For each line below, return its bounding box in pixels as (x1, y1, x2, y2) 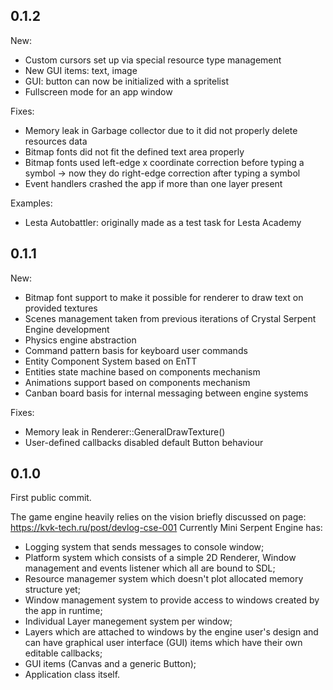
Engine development (24, 323, 110, 335)
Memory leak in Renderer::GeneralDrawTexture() (24, 425, 226, 438)
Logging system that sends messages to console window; (24, 541, 265, 553)
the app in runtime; (24, 605, 103, 617)
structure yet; (24, 584, 81, 596)
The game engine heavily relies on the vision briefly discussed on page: (10, 511, 307, 523)
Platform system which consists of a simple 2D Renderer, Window (24, 552, 297, 564)
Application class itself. (24, 669, 121, 681)
